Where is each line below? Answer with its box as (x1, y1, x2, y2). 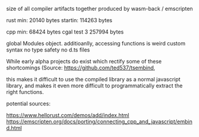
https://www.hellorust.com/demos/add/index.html (6, 112, 129, 118)
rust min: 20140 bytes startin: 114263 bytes (6, 17, 113, 23)
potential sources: (6, 100, 51, 107)
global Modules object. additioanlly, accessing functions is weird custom (6, 40, 186, 47)
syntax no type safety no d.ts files (6, 46, 90, 53)
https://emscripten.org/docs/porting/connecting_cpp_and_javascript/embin (6, 118, 193, 125)
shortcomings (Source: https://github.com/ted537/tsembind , (6, 64, 156, 71)
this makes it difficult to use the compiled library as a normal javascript (6, 76, 181, 83)
